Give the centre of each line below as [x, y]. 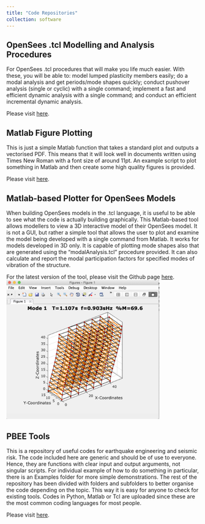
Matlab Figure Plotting [50, 133]
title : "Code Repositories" [42, 13]
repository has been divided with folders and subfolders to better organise [100, 484]
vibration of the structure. [39, 265]
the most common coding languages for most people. [74, 503]
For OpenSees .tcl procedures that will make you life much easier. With [95, 69]
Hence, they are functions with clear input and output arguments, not [93, 464]
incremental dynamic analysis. [45, 102]
